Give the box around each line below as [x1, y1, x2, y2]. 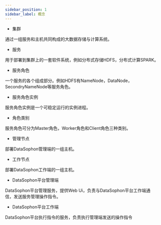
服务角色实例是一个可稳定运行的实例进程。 [5, 104, 91, 110]
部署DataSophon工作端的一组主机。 [5, 166, 77, 172]
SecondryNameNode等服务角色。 [5, 83, 73, 89]
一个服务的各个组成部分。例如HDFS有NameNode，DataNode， [5, 78, 133, 83]
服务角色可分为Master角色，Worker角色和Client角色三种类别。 [5, 125, 131, 131]
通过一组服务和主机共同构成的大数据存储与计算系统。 [5, 36, 112, 42]
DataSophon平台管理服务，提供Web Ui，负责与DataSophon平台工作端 [5, 187, 146, 193]
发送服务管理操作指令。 [13, 193, 61, 199]
